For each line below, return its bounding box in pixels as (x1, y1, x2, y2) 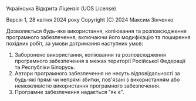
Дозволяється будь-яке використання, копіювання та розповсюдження (6, 27, 187, 34)
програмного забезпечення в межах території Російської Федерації (14, 58, 186, 64)
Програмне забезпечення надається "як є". (14, 89, 124, 95)
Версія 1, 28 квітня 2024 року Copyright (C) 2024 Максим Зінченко (6, 16, 174, 23)
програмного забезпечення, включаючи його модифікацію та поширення (6, 34, 191, 40)
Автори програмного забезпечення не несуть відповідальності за (14, 70, 180, 76)
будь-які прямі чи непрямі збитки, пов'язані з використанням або (14, 76, 180, 83)
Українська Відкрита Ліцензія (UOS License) (6, 5, 116, 12)
